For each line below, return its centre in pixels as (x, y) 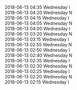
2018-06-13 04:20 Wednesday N (38, 13)
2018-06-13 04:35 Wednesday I (37, 7)
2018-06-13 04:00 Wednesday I (37, 29)
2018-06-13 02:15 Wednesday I (37, 82)
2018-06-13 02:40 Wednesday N (38, 55)
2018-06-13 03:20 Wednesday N (38, 34)
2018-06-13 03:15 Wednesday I (37, 39)
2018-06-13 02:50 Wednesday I (37, 50)
